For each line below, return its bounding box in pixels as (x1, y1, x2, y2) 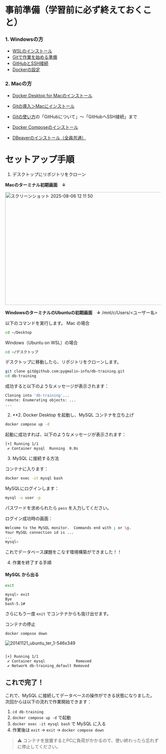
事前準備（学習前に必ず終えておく (5, 4, 143, 16)
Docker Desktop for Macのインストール (12, 92, 93, 98)
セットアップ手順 (5, 154, 75, 165)
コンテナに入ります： (5, 466, 48, 472)
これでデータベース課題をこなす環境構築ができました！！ (5, 549, 122, 555)
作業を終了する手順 (12, 559, 52, 565)
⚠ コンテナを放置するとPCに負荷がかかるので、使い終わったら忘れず (17, 737, 159, 743)
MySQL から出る (5, 571, 39, 578)
